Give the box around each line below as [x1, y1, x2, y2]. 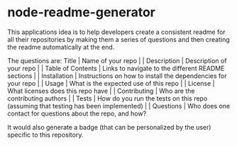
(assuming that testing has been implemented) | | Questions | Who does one [7, 101, 231, 110]
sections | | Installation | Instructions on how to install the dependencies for [7, 72, 227, 80]
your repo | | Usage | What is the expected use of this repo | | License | [7, 79, 215, 87]
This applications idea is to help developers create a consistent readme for [7, 28, 226, 36]
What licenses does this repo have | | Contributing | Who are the [7, 86, 195, 95]
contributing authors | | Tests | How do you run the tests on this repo [7, 94, 208, 103]
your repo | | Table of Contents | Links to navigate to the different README [7, 64, 225, 72]
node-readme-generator [7, 4, 156, 21]
